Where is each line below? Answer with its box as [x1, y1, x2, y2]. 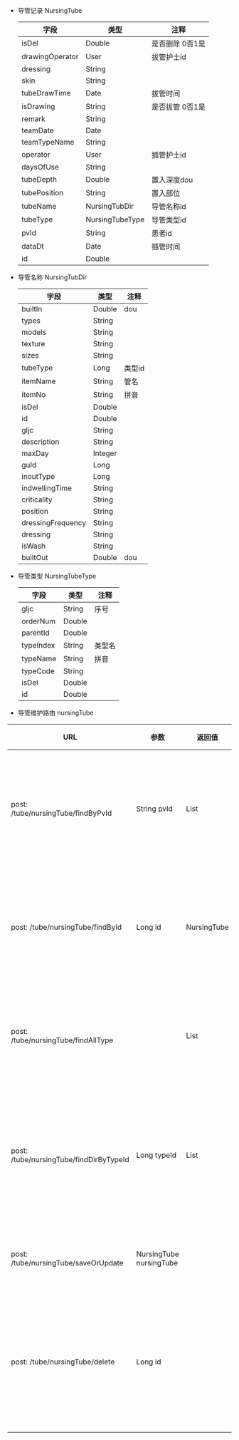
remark [21, 114, 46, 123]
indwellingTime [21, 483, 73, 493]
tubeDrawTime [21, 88, 71, 98]
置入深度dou [152, 175, 193, 185]
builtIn [21, 304, 43, 314]
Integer [92, 448, 117, 458]
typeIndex [21, 641, 55, 650]
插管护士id [152, 150, 186, 160]
